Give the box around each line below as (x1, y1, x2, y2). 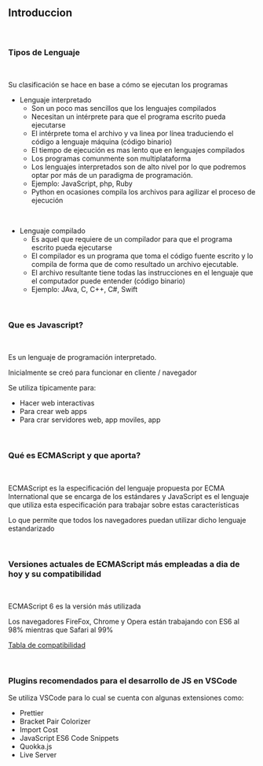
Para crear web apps (19, 407, 88, 416)
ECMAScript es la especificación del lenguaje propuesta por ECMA (8, 483, 225, 493)
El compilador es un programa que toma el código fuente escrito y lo (31, 251, 254, 261)
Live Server (19, 750, 57, 760)
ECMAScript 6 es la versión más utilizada (8, 601, 141, 611)
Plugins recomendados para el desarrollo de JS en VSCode (8, 675, 238, 686)
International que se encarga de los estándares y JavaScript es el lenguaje (8, 491, 250, 501)
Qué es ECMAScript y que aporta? (8, 450, 141, 461)
